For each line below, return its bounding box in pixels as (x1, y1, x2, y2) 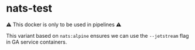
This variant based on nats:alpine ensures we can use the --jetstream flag (6, 32, 189, 39)
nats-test (6, 2, 53, 15)
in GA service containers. (6, 38, 68, 45)
